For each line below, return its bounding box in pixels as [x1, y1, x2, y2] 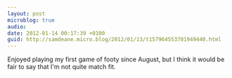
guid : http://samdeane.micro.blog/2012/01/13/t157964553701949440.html [7, 36, 221, 43]
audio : [7, 23, 27, 30]
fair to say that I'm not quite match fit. [7, 63, 116, 71]
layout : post [7, 10, 46, 17]
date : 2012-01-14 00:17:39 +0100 [7, 29, 105, 37]
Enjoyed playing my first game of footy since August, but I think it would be [7, 55, 225, 63]
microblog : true [7, 17, 55, 24]
